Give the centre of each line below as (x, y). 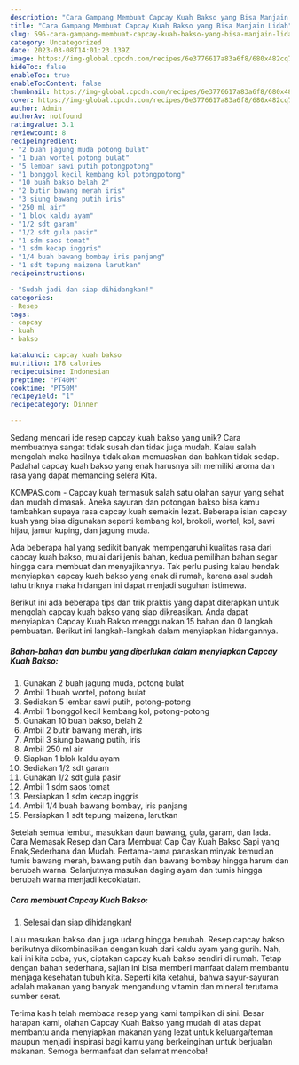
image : (22, 59)
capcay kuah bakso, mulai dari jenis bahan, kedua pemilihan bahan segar (144, 557)
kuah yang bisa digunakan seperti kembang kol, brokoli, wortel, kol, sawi (143, 521)
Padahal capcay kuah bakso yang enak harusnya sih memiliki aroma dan (142, 466)
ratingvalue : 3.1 (42, 125)
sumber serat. (35, 996)
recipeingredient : (44, 141)
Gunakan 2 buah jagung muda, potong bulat (103, 683)
